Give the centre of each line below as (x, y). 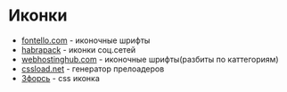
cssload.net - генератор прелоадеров (93, 69)
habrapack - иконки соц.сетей (78, 49)
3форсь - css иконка (60, 78)
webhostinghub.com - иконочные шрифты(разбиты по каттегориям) (150, 59)
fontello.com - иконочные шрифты (86, 40)
